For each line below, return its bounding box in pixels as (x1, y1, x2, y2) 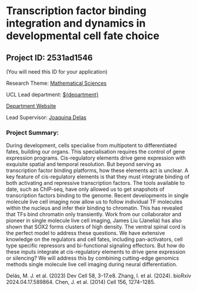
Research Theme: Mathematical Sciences (6, 80, 107, 87)
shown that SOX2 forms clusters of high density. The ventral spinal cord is (6, 223, 186, 230)
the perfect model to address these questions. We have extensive (6, 230, 165, 237)
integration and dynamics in (6, 16, 146, 30)
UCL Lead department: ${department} (6, 91, 99, 98)
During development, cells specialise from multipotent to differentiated (6, 142, 177, 149)
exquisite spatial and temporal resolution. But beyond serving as (6, 161, 162, 168)
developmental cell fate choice (6, 29, 160, 42)
